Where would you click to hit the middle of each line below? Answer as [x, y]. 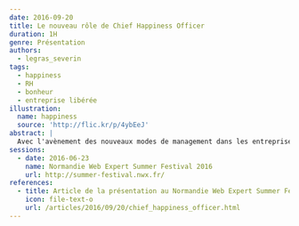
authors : [25, 51]
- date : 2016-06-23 [53, 158]
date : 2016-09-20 [41, 17]
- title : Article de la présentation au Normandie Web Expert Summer [149, 191]
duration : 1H [33, 34]
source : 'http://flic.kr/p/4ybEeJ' [83, 125]
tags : [19, 68]
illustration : [36, 109]
